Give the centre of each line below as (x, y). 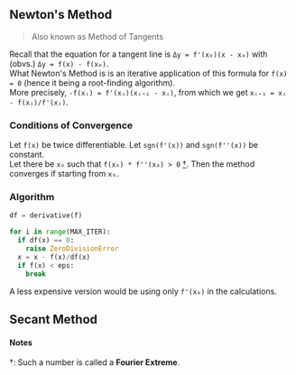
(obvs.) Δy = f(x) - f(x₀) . (59, 63)
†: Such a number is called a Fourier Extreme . (95, 362)
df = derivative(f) (46, 215)
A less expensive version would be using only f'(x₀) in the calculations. (143, 291)
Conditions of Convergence (71, 125)
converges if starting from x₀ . (64, 174)
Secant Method (53, 319)
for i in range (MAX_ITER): (60, 232)
